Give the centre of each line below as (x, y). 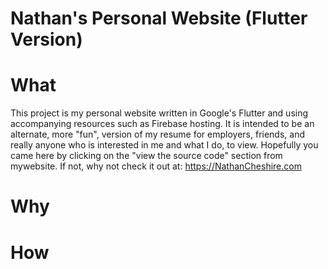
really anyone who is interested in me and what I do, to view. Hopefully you (164, 145)
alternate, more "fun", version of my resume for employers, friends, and (157, 134)
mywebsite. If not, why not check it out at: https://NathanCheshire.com (156, 166)
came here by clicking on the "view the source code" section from (146, 156)
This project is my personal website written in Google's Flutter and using (159, 113)
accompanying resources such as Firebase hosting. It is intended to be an (162, 124)
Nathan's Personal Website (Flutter (159, 18)
